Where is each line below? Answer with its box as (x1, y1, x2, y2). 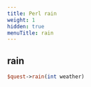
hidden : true (7, 23, 45, 30)
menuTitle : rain (7, 29, 54, 37)
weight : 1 (7, 17, 36, 23)
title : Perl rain (7, 10, 57, 17)
